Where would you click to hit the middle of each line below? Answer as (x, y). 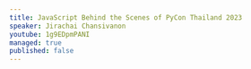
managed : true (36, 43)
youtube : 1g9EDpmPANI (50, 34)
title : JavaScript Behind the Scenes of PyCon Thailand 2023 (126, 17)
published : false (42, 51)
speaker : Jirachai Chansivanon (68, 26)
